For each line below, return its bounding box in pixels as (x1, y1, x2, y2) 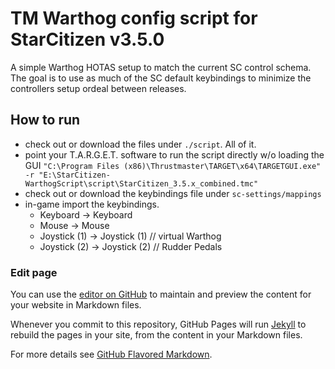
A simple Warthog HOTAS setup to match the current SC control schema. (10, 61, 312, 73)
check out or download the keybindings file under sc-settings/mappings (24, 187, 322, 199)
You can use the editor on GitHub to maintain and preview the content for (10, 288, 312, 301)
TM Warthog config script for (10, 7, 258, 30)
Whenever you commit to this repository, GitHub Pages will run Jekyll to (10, 318, 307, 331)
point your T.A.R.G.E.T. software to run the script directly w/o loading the (24, 148, 325, 161)
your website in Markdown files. (10, 299, 142, 311)
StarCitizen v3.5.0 (10, 28, 165, 51)
